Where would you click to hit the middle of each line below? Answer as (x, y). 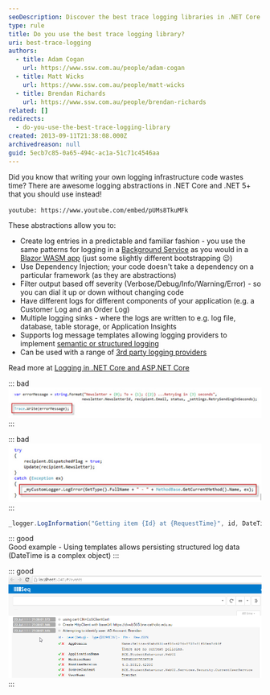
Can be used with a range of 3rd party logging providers (113, 352)
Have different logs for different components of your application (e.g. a (137, 300)
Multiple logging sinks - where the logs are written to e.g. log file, (128, 317)
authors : (23, 51)
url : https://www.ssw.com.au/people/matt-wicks (104, 85)
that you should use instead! (55, 194)
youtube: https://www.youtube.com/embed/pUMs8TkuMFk (98, 210)
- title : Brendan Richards (61, 93)
